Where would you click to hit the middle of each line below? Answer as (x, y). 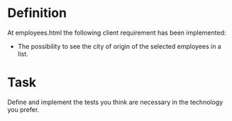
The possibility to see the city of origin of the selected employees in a (119, 46)
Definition (37, 13)
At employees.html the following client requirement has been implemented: (117, 33)
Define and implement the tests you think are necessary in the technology (115, 102)
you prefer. (23, 109)
